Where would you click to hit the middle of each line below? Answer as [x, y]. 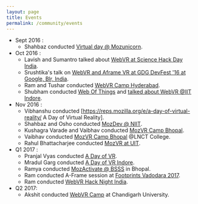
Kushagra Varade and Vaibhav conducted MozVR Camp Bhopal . [104, 130]
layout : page [23, 12]
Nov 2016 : [29, 105]
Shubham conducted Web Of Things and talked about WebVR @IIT [108, 92]
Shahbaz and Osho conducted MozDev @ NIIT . [83, 124]
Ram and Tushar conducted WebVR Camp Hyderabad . [92, 85]
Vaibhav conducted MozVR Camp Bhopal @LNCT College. [97, 137]
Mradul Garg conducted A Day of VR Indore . [79, 163]
